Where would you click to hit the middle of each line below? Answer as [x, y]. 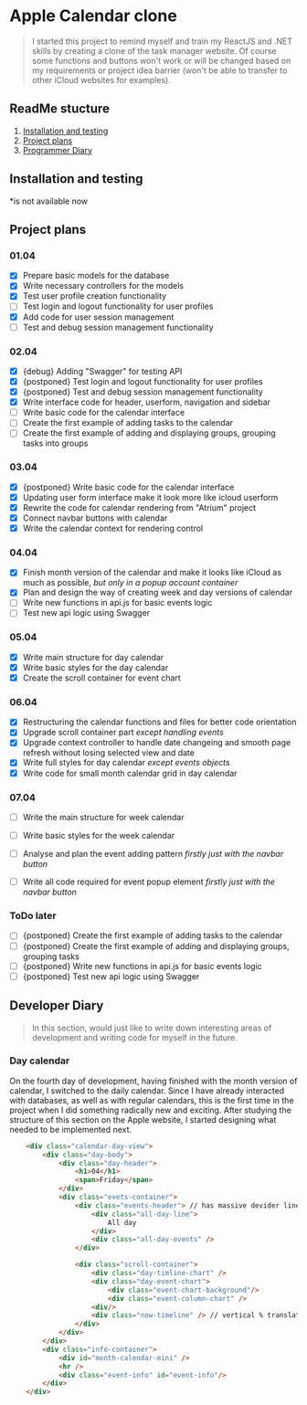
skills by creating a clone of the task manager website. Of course [154, 50]
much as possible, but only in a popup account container [130, 583]
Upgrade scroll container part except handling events [123, 733]
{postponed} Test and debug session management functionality [143, 392]
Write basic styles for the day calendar [95, 667]
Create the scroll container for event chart [101, 678]
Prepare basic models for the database [96, 276]
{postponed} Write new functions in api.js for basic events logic [142, 966]
